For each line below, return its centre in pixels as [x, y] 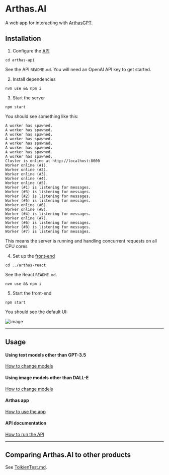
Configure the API [31, 50]
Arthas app [17, 400]
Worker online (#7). [27, 218]
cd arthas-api [20, 60]
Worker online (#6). [27, 205]
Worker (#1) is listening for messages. [48, 187]
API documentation [26, 423]
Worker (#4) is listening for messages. [48, 214]
